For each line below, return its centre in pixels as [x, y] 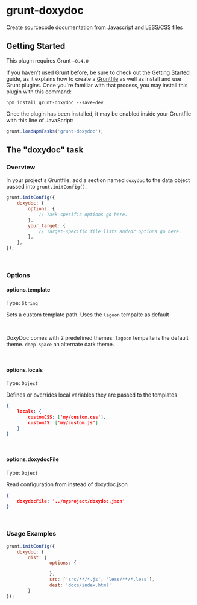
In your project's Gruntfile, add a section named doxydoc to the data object [98, 180]
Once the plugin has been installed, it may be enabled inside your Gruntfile [99, 114]
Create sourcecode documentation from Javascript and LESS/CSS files [95, 27]
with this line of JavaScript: [40, 120]
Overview [21, 167]
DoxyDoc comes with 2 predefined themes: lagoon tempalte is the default [97, 338]
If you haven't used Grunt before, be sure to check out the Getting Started [98, 72]
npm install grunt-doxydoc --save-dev [55, 102]
